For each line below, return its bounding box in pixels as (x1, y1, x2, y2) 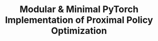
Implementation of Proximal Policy (5, 14, 153, 26)
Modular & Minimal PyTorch (19, 4, 139, 15)
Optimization (51, 25, 107, 36)
